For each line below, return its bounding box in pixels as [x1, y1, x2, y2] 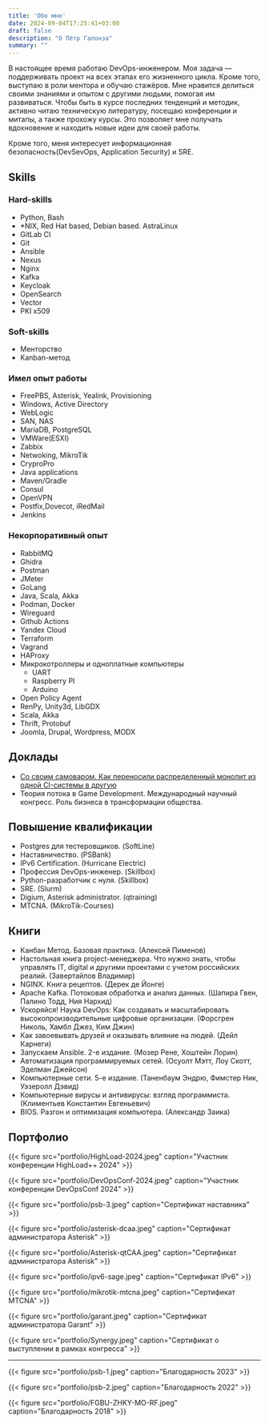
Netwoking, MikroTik [19, 450, 88, 461]
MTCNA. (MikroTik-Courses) [19, 901, 114, 911]
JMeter [19, 573, 44, 583]
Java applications [19, 468, 78, 477]
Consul [19, 485, 44, 494]
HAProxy [19, 650, 50, 660]
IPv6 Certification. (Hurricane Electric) [19, 859, 147, 868]
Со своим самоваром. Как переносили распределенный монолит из [19, 771, 256, 781]
